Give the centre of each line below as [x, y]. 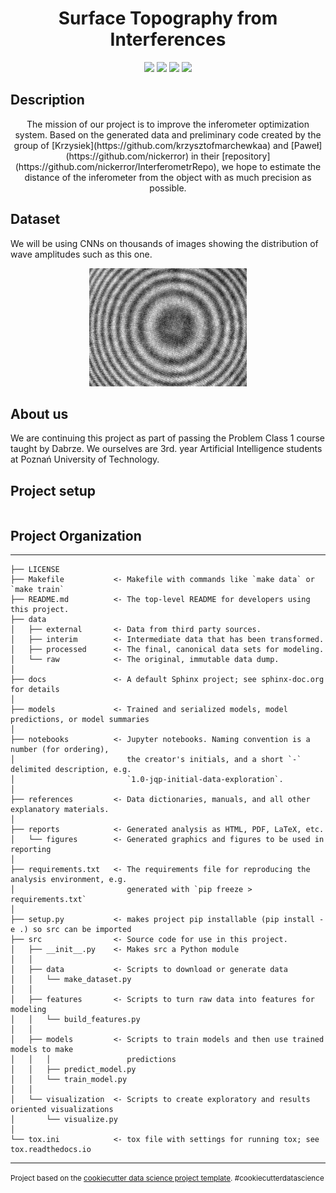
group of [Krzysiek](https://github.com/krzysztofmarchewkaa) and [151, 145]
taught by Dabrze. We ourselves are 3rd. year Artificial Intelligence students [166, 449]
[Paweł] [306, 145]
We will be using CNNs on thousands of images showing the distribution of [164, 243]
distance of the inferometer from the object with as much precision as [168, 177]
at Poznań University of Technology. [85, 459]
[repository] [246, 156]
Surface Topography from [168, 18]
